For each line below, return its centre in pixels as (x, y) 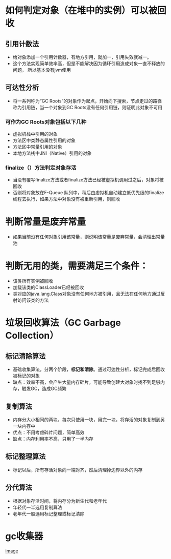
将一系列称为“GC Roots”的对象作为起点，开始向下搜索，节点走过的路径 (87, 101)
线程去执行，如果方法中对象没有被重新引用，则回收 (66, 199)
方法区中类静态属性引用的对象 (44, 140)
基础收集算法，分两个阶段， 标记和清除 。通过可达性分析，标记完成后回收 (89, 369)
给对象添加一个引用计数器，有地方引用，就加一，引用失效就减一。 (82, 57)
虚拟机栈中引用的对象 (35, 134)
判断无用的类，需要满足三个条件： (77, 266)
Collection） (32, 336)
